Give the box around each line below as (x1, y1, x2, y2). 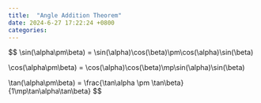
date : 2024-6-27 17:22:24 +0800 (8, 19, 115, 27)
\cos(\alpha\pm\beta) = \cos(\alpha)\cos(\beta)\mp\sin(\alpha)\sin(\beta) (8, 63, 245, 72)
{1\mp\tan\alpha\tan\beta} (8, 86, 92, 96)
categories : (8, 26, 47, 34)
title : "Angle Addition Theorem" (8, 11, 123, 20)
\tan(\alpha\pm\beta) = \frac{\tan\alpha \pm (8, 78, 150, 87)
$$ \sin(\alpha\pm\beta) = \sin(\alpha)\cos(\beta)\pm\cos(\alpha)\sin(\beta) (8, 48, 254, 57)
